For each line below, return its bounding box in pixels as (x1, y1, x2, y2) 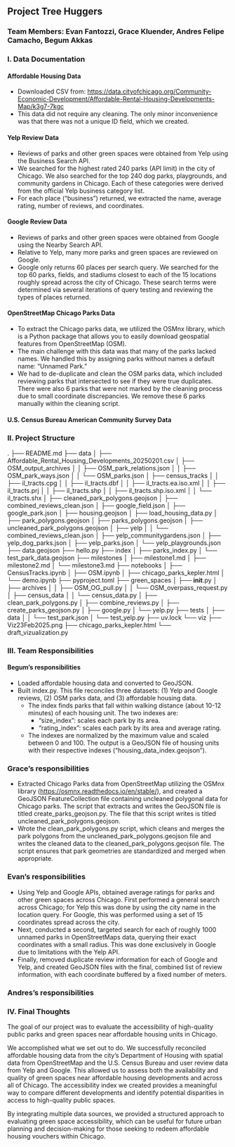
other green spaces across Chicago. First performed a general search (17, 895, 220, 904)
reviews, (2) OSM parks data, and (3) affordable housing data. (17, 694, 197, 703)
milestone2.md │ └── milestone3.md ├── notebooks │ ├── (7, 560, 182, 569)
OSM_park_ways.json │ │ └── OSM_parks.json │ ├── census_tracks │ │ (7, 471, 220, 480)
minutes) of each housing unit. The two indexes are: (27, 709, 179, 717)
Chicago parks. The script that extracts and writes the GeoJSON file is (17, 802, 221, 811)
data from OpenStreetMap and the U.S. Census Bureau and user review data (7, 1058, 229, 1067)
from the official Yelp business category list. (17, 186, 145, 195)
